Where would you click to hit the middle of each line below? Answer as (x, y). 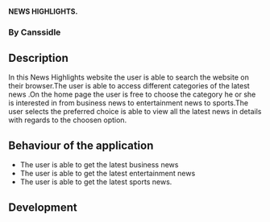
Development (43, 207)
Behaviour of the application (81, 145)
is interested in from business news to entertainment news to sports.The (128, 103)
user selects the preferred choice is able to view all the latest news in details (135, 112)
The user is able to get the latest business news (99, 165)
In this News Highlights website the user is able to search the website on (129, 77)
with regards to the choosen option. (68, 120)
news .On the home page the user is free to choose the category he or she (132, 95)
